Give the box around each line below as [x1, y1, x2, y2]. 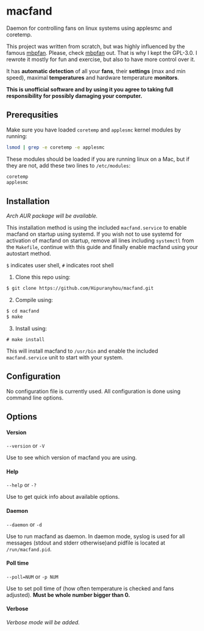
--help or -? [6, 481, 37, 488]
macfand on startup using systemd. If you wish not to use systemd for [6, 230, 182, 238]
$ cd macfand [6, 308, 40, 314]
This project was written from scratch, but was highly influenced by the [6, 43, 185, 50]
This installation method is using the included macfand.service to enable [6, 224, 187, 231]
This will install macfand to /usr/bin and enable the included [6, 347, 158, 354]
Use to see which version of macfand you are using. [6, 454, 137, 461]
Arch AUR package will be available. [6, 212, 98, 220]
